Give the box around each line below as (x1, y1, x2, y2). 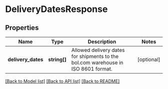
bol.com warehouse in (71, 59, 123, 66)
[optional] (137, 56, 160, 63)
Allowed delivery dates (71, 46, 125, 53)
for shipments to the (71, 53, 119, 59)
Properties (5, 23, 39, 32)
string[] (48, 56, 66, 63)
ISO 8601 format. (71, 65, 112, 72)
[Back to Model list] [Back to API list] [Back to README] (5, 78, 120, 84)
